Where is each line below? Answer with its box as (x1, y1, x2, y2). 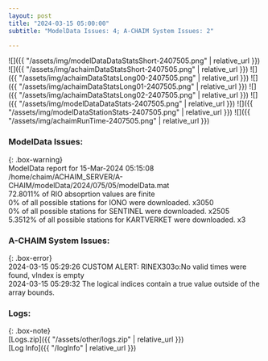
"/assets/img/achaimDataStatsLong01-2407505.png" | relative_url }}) (19, 82, 248, 91)
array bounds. (8, 288, 55, 297)
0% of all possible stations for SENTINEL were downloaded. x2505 (8, 206, 230, 216)
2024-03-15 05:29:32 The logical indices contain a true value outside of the (8, 279, 260, 288)
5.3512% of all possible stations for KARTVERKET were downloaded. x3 (8, 215, 246, 225)
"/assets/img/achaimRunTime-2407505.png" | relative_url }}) (8, 116, 210, 126)
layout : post (8, 11, 52, 20)
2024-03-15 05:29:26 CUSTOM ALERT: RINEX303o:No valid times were (8, 262, 247, 271)
